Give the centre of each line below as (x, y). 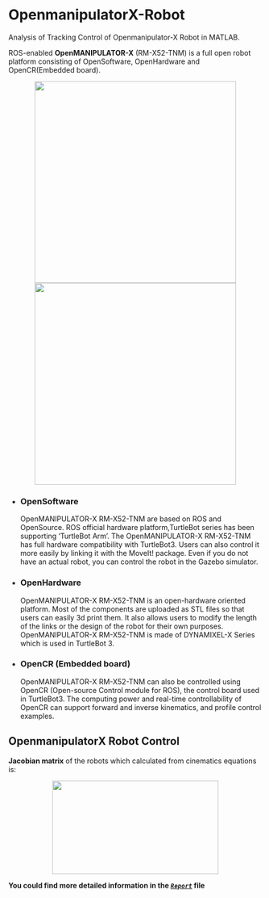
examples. (37, 716)
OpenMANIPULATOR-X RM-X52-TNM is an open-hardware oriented (132, 600)
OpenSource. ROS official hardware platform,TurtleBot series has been (137, 528)
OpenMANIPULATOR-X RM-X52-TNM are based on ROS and (120, 519)
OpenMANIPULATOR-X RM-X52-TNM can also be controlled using (130, 681)
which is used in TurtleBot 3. (67, 643)
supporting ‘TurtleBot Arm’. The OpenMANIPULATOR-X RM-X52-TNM (135, 536)
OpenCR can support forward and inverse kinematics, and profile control (141, 707)
